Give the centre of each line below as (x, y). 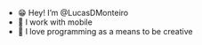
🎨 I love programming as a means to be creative (105, 31)
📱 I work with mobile (55, 22)
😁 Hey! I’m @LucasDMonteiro (73, 13)
